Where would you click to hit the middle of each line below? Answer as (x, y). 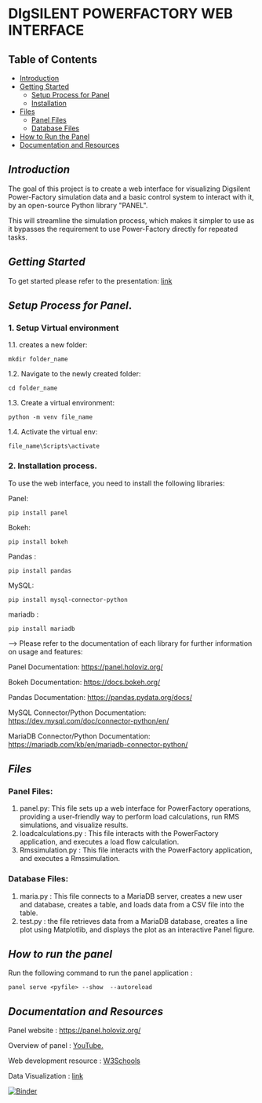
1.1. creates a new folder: (48, 345)
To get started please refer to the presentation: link (90, 280)
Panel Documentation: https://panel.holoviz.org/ (86, 667)
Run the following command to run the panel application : (100, 973)
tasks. (18, 237)
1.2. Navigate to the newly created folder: (75, 374)
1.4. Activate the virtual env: (53, 432)
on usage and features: (45, 651)
